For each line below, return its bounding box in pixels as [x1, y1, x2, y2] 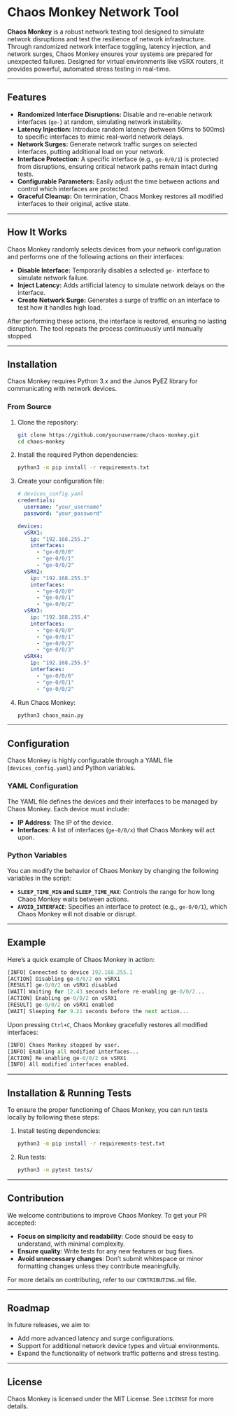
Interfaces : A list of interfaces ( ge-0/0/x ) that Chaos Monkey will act [17, 825, 215, 834]
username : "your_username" [24, 504, 103, 511]
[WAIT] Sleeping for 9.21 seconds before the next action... [7, 1008, 190, 1015]
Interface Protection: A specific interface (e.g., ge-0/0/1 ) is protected [17, 155, 219, 163]
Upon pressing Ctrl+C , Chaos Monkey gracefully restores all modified [7, 1020, 208, 1029]
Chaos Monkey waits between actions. [17, 895, 129, 903]
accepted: [7, 1218, 36, 1227]
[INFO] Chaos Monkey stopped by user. [7, 1041, 120, 1048]
